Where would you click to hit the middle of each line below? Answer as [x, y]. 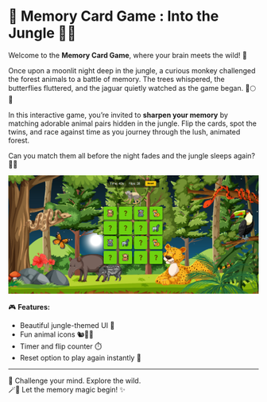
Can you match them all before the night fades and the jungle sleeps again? [132, 155]
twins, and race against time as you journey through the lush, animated [124, 131]
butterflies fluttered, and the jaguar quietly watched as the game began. [126, 88]
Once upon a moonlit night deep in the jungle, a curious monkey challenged [132, 70]
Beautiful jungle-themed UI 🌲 [67, 325]
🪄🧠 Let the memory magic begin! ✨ [67, 389]
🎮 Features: [29, 306]
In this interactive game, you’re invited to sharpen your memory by [118, 115]
